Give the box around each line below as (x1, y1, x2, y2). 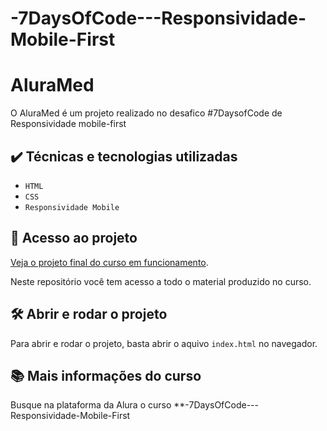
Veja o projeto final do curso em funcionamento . (10, 256, 209, 268)
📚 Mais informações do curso (10, 367, 202, 384)
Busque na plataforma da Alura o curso (10, 399, 172, 411)
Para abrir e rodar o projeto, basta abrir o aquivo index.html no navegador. (10, 337, 318, 349)
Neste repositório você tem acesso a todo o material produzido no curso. (10, 275, 312, 287)
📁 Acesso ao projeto (10, 230, 138, 247)
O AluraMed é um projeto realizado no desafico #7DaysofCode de (10, 107, 283, 119)
